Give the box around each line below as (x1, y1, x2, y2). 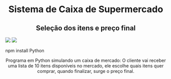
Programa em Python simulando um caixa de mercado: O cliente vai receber (6, 57, 166, 63)
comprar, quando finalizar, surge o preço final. (37, 68, 134, 74)
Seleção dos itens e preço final (35, 24, 136, 32)
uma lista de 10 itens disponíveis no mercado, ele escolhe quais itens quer (8, 63, 164, 69)
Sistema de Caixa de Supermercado (8, 4, 163, 15)
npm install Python (5, 48, 44, 54)
